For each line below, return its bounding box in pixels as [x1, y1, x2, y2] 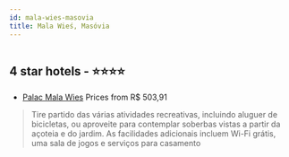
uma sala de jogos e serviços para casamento [30, 138, 201, 149]
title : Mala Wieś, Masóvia [9, 22, 110, 31]
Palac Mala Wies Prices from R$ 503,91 [21, 92, 167, 103]
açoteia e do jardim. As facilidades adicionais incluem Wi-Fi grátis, [30, 128, 276, 139]
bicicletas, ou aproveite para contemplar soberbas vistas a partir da [30, 118, 281, 130]
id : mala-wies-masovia [9, 13, 94, 22]
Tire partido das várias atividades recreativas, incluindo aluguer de [30, 109, 278, 120]
